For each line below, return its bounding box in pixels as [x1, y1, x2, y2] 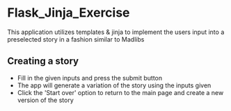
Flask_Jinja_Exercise [7, 5, 130, 21]
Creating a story [7, 55, 79, 67]
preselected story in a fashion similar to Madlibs [7, 35, 145, 43]
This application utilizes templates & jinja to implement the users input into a [7, 28, 225, 36]
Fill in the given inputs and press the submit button [17, 74, 162, 82]
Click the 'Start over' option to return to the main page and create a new [17, 88, 224, 96]
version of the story [17, 96, 74, 104]
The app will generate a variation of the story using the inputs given [17, 81, 212, 89]
